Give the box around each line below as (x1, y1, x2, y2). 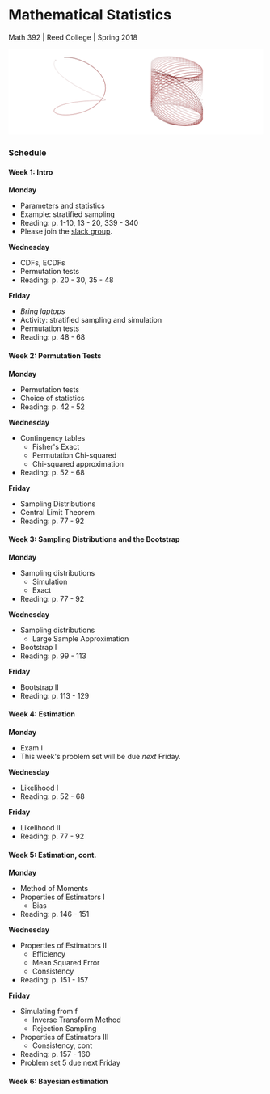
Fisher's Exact (32, 441, 80, 451)
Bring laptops (19, 306, 65, 316)
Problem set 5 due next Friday (19, 1058, 121, 1068)
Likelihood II (19, 822, 61, 832)
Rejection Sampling (32, 1024, 97, 1033)
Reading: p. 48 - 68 (19, 332, 86, 342)
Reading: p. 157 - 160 (19, 1050, 91, 1059)
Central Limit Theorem (19, 507, 95, 517)
